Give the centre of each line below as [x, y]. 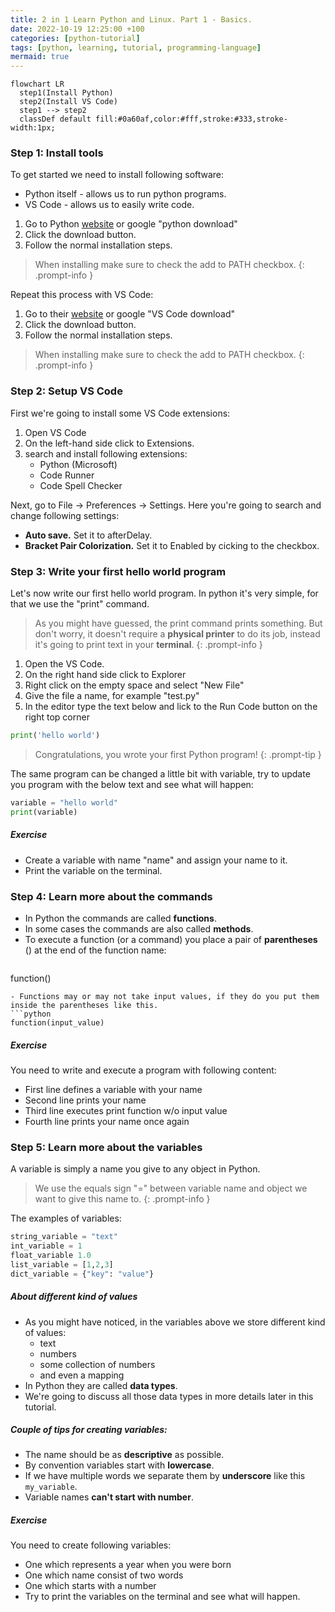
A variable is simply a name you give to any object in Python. [135, 1169]
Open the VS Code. [64, 664]
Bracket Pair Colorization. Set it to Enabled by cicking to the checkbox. [172, 545]
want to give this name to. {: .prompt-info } [122, 1199]
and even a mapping [82, 1375]
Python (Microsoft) [78, 464]
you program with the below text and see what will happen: [132, 784]
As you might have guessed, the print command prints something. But [178, 623]
